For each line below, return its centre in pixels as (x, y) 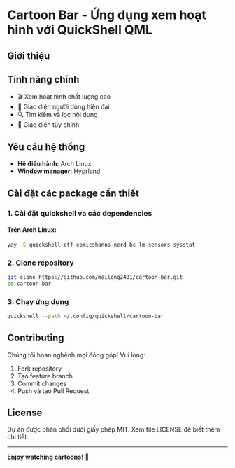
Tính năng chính (43, 80)
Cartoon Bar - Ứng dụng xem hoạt (107, 15)
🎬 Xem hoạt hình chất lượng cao (64, 97)
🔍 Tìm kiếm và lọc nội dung (57, 115)
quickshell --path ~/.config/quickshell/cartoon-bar (86, 316)
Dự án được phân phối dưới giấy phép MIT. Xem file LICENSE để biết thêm (114, 429)
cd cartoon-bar (29, 284)
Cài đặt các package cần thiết (73, 193)
